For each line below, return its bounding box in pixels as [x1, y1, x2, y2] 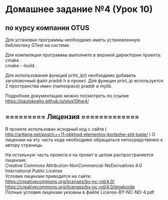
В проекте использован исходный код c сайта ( [5, 126, 107, 132]
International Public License [5, 167, 63, 174]
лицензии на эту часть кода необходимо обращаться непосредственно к [5, 137, 163, 143]
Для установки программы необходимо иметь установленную [5, 37, 140, 43]
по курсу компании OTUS [5, 24, 90, 32]
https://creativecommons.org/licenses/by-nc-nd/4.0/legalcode [5, 183, 135, 189]
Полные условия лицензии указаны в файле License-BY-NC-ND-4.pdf [5, 189, 154, 195]
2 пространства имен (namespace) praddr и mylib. [5, 83, 113, 89]
